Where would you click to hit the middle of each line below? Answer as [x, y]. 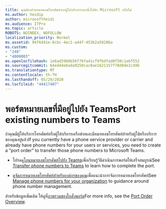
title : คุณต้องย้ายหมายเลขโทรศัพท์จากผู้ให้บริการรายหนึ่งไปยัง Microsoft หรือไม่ [68, 10]
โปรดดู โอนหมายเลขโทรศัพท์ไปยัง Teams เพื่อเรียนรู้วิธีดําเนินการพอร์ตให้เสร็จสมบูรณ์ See [86, 160]
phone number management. [42, 186]
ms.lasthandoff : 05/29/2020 [34, 79]
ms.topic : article [24, 28]
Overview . [15, 201]
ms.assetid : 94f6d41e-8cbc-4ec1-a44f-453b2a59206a [59, 42]
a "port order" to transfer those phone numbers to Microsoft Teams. [75, 150]
